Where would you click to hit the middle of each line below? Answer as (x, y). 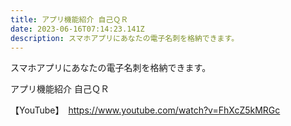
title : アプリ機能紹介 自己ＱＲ (69, 19)
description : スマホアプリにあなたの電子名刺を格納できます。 (125, 38)
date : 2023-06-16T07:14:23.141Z (77, 29)
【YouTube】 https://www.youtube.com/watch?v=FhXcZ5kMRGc (145, 110)
